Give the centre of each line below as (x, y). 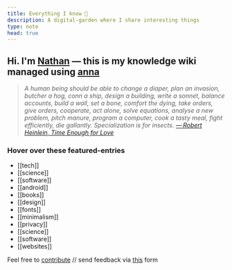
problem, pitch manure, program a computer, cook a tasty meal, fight (123, 118)
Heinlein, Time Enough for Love (69, 133)
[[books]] (30, 195)
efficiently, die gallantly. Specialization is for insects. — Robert (113, 125)
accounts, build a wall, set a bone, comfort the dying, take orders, (118, 103)
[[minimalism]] (38, 217)
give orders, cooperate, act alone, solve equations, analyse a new (119, 111)
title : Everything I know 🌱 (48, 13)
